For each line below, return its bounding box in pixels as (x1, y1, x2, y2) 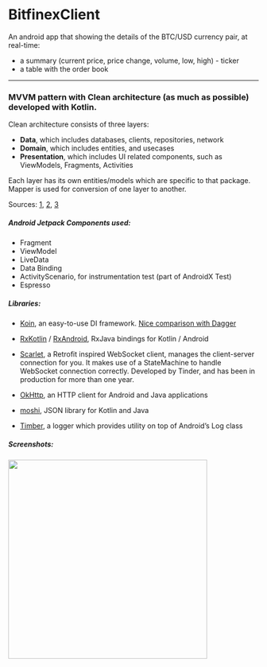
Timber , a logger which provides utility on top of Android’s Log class (19, 421, 243, 431)
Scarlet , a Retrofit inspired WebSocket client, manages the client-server (19, 349, 255, 359)
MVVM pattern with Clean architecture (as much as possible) (8, 92, 250, 103)
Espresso (19, 280, 51, 290)
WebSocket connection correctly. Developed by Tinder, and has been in (19, 366, 256, 376)
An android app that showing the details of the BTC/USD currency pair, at (8, 32, 248, 41)
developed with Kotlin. (8, 101, 97, 112)
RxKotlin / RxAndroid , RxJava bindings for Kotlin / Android (19, 334, 209, 344)
